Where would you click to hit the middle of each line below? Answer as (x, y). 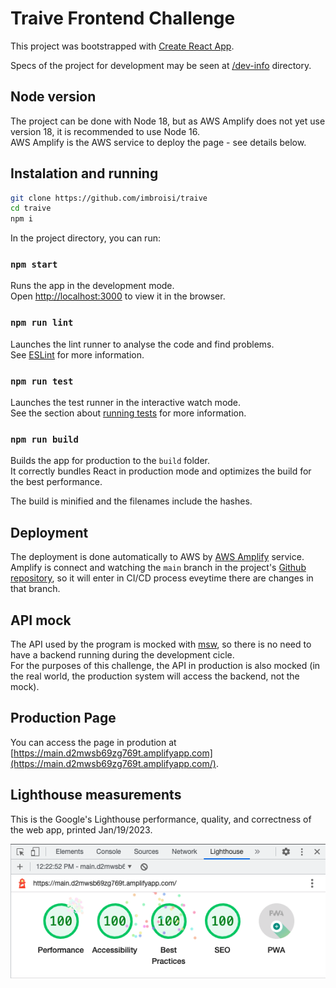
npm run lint (42, 323)
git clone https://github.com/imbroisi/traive (109, 198)
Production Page (63, 718)
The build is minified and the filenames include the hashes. (131, 501)
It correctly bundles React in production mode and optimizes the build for (161, 471)
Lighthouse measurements (96, 795)
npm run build (44, 439)
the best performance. (56, 482)
